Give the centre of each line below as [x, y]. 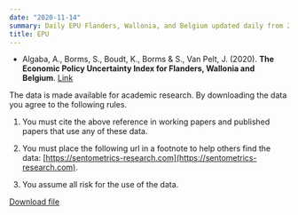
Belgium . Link [47, 78]
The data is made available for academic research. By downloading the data [148, 95]
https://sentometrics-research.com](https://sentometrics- [151, 158]
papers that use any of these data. [85, 131]
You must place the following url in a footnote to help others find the [146, 148]
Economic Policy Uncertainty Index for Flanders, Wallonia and [138, 68]
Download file [35, 202]
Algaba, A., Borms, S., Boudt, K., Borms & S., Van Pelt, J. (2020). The [148, 60]
